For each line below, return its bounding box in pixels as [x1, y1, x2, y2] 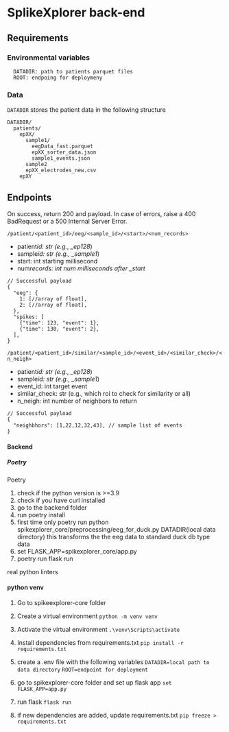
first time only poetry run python [16, 518, 109, 526]
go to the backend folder [16, 503, 87, 512]
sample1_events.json [32, 155, 91, 162]
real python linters [7, 567, 58, 576]
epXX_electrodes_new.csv [25, 167, 97, 174]
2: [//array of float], [19, 301, 88, 308]
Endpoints [7, 191, 52, 203]
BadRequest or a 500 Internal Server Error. [7, 217, 128, 225]
